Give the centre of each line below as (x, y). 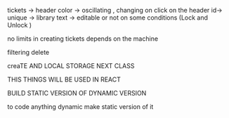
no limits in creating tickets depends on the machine (83, 39)
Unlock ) (20, 25)
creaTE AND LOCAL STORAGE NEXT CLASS (71, 66)
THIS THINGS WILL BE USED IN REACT (64, 79)
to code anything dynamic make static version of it (80, 107)
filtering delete (28, 52)
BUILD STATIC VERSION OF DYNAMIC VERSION (77, 93)
